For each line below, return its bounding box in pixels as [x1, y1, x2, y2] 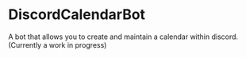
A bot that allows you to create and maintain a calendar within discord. [8, 32, 239, 41]
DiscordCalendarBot [8, 6, 145, 24]
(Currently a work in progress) [8, 40, 107, 49]
